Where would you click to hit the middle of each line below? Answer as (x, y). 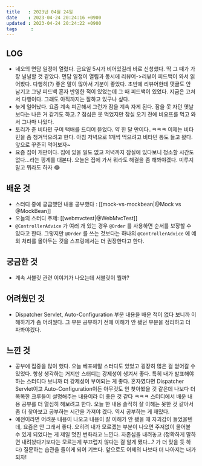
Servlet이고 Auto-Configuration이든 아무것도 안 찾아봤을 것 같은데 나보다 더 (105, 389)
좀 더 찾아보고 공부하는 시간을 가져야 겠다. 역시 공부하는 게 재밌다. (92, 412)
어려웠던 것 (26, 299)
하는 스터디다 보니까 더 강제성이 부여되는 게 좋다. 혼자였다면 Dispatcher (99, 381)
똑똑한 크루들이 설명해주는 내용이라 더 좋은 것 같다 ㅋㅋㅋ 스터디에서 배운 (100, 397)
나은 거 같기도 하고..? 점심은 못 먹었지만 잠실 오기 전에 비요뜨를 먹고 (110, 114)
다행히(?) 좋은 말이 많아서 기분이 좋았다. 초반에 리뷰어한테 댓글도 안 (112, 84)
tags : (20, 29)
